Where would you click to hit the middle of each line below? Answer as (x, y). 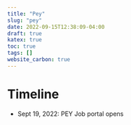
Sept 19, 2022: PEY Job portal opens (70, 114)
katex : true (25, 40)
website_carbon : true (39, 60)
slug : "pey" (25, 20)
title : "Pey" (26, 14)
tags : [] (20, 53)
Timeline (33, 94)
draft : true (25, 33)
